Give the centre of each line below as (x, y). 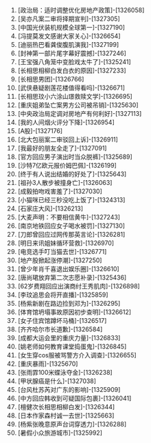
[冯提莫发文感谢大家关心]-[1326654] (69, 36)
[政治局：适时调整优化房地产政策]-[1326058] (81, 10)
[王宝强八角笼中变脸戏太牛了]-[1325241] (74, 62)
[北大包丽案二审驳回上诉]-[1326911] (68, 139)
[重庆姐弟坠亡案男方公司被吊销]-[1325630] (78, 105)
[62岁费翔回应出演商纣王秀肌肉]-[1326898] (79, 286)
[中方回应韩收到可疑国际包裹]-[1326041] (74, 398)
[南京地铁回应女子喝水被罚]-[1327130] (71, 226)
